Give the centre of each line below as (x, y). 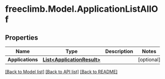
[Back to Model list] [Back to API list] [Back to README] (61, 72)
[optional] (149, 60)
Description (119, 51)
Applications (23, 60)
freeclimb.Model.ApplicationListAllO (82, 9)
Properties (22, 38)
